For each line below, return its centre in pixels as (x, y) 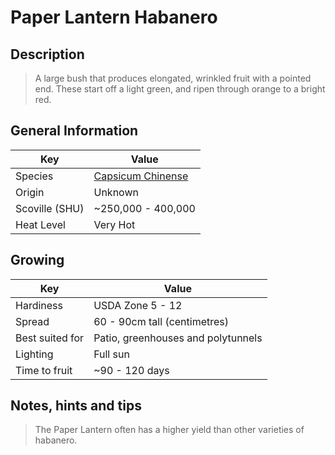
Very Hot (114, 224)
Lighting (34, 354)
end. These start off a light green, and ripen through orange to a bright (180, 89)
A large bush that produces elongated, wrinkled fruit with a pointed (173, 78)
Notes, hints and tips (76, 406)
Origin (30, 192)
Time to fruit (44, 370)
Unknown (116, 192)
